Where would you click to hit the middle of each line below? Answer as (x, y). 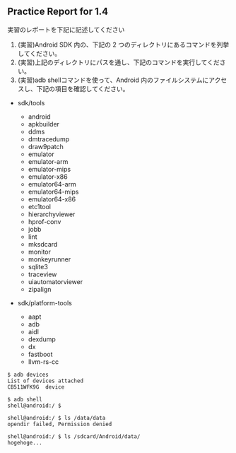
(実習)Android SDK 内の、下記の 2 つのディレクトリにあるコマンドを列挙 (123, 45)
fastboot (40, 354)
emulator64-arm (52, 184)
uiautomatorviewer (55, 281)
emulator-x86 (48, 177)
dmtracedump (48, 139)
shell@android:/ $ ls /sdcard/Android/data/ (74, 436)
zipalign (40, 289)
